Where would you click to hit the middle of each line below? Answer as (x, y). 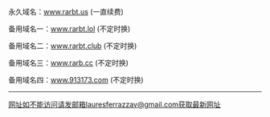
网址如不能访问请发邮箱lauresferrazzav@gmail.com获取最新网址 (115, 104)
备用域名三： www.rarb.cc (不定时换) (68, 63)
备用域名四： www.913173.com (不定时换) (76, 80)
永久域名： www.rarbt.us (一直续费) (66, 12)
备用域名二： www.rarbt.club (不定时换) (73, 46)
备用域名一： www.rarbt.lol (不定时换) (70, 29)
